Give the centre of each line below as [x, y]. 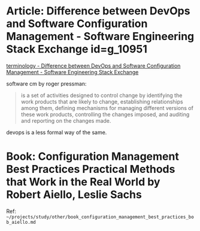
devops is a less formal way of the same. [57, 132]
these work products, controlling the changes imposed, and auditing [105, 114]
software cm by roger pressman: [46, 83]
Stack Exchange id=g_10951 [77, 49]
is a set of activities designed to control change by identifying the [101, 95]
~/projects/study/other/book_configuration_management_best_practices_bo [100, 217]
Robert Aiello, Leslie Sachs [74, 195]
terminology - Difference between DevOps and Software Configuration [93, 66]
